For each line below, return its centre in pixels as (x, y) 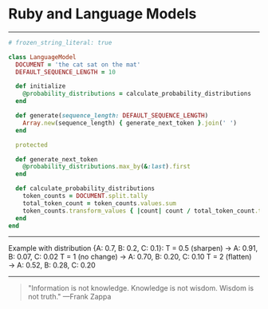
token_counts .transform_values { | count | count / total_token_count (139, 211)
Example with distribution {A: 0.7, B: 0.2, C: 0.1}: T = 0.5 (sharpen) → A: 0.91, (133, 248)
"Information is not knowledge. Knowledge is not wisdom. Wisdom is (140, 288)
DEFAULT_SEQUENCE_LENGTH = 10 (65, 72)
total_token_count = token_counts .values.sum (100, 203)
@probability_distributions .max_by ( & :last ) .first (107, 167)
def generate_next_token (57, 159)
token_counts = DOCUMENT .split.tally (85, 196)
